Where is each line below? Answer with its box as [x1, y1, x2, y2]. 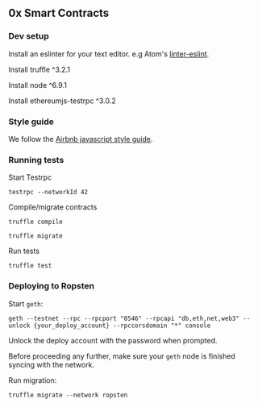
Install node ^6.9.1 [8, 80, 67, 89]
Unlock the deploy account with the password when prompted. [8, 335, 218, 345]
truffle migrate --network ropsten [8, 391, 128, 399]
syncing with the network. [8, 359, 95, 369]
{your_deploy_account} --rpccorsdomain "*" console [33, 322, 211, 330]
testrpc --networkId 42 [8, 189, 89, 197]
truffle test [8, 262, 52, 270]
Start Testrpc [8, 172, 52, 182]
